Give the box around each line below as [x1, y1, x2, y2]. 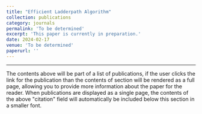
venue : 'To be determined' [6, 43, 74, 49]
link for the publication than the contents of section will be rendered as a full [6, 76, 195, 83]
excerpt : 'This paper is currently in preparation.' [6, 31, 141, 37]
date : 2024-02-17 [6, 37, 50, 43]
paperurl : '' [6, 48, 39, 54]
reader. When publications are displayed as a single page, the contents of [6, 89, 189, 96]
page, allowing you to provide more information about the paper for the [6, 82, 182, 90]
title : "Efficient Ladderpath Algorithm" [6, 8, 112, 15]
